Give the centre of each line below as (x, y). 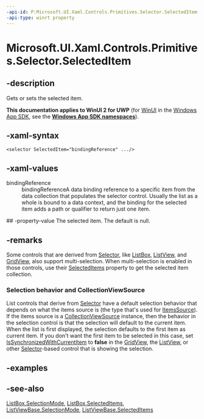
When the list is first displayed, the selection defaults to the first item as (96, 329)
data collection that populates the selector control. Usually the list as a (110, 196)
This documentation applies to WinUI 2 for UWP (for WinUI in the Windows (101, 110)
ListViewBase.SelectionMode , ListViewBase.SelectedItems (80, 410)
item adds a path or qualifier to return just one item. (86, 209)
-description (30, 83)
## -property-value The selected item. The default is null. (78, 221)
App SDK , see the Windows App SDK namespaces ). (72, 116)
